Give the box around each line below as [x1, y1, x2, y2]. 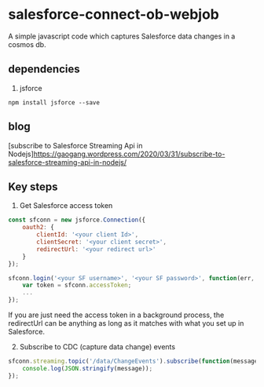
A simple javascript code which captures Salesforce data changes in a [8, 31, 236, 41]
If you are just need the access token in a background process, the [8, 310, 225, 319]
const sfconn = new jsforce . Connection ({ [8, 216, 146, 225]
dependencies [8, 63, 80, 76]
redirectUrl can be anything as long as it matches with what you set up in [8, 319, 244, 327]
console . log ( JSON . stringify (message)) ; [22, 364, 153, 372]
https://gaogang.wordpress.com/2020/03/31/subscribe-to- [33, 149, 225, 159]
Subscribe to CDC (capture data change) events [19, 342, 175, 351]
